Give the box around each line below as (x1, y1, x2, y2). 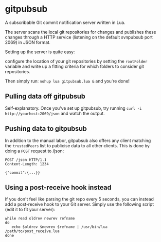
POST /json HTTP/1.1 (5, 157, 47, 162)
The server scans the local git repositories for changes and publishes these (5, 29, 157, 35)
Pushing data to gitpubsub (5, 124, 87, 133)
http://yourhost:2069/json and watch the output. (5, 110, 105, 116)
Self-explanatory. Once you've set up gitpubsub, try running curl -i (5, 105, 142, 111)
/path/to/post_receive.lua (5, 229, 60, 234)
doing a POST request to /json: (5, 148, 64, 154)
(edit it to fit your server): (5, 206, 55, 213)
